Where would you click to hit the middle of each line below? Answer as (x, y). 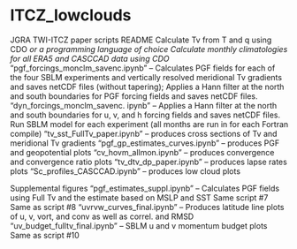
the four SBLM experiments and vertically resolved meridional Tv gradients (146, 77)
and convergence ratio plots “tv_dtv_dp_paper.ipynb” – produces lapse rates (149, 162)
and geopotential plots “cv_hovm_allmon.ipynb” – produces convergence (142, 152)
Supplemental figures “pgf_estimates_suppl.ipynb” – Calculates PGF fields (145, 188)
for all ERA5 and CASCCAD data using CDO (90, 58)
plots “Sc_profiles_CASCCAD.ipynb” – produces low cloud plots (126, 171)
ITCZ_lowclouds (71, 15)
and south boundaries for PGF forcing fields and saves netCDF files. (134, 96)
